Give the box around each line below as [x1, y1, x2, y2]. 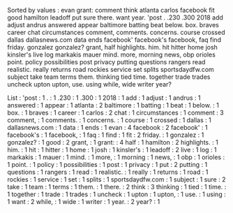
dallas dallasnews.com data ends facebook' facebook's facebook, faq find [7, 36, 222, 44]
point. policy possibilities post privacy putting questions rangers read [7, 58, 206, 66]
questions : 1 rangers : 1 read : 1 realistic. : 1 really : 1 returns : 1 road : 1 [7, 168, 209, 176]
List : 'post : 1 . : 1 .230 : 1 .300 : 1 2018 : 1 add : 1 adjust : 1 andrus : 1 [7, 94, 201, 102]
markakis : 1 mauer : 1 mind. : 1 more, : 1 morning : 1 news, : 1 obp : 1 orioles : [7, 153, 225, 161]
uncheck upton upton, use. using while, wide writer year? [7, 80, 172, 88]
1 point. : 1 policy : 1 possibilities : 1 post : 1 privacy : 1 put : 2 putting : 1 [7, 161, 208, 168]
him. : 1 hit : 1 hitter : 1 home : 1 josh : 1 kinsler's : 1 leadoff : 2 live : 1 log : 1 [7, 146, 218, 154]
